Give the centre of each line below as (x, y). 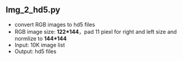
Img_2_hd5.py (33, 10)
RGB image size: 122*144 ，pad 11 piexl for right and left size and (95, 31)
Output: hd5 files (35, 51)
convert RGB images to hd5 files (55, 24)
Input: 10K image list (40, 45)
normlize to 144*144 (41, 38)
